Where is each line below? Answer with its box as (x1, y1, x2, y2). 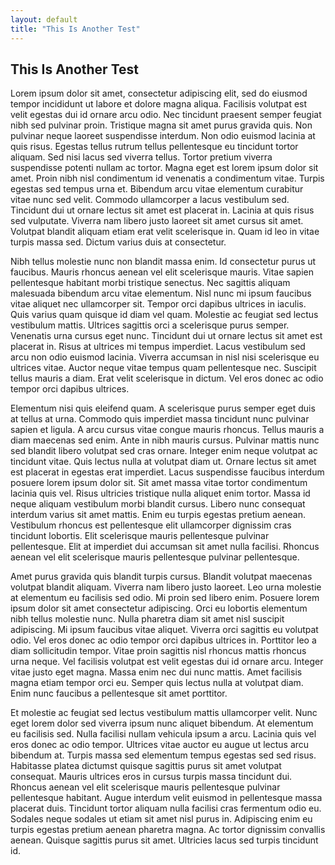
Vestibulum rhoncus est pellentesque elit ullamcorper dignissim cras (10, 519, 292, 531)
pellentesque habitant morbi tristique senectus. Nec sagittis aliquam (10, 277, 291, 289)
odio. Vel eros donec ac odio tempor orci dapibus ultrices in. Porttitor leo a (10, 634, 317, 646)
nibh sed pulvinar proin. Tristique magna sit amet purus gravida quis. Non (10, 119, 313, 131)
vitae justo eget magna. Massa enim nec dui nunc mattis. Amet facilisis (10, 666, 303, 678)
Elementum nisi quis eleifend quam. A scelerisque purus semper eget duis (10, 402, 316, 415)
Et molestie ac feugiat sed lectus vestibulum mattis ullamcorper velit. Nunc (10, 707, 318, 719)
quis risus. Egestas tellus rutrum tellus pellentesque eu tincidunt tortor (10, 141, 299, 153)
